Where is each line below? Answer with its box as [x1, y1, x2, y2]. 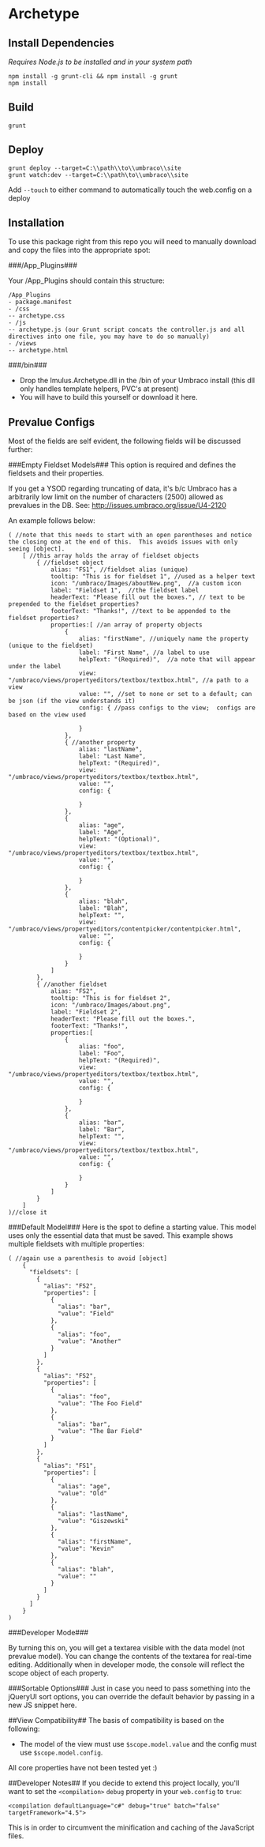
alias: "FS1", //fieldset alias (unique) [50, 566, 189, 574]
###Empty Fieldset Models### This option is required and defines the [8, 460, 237, 470]
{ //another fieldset [36, 980, 108, 988]
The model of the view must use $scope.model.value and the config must [19, 1740, 257, 1749]
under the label [8, 663, 62, 671]
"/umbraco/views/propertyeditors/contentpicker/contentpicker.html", [8, 925, 242, 933]
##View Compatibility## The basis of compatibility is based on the [8, 1716, 225, 1725]
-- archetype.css [8, 312, 65, 320]
